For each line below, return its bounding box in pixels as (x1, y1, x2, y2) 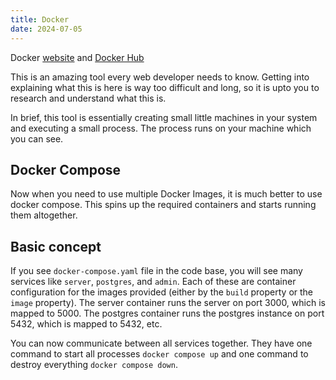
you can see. (10, 132, 64, 145)
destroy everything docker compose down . (10, 359, 178, 371)
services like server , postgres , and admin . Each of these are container (10, 276, 297, 288)
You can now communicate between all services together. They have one (10, 337, 313, 350)
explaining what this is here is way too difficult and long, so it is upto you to (10, 81, 320, 93)
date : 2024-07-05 (10, 24, 83, 34)
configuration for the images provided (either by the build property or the (10, 286, 314, 298)
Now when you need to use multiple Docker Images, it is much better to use (10, 188, 323, 200)
